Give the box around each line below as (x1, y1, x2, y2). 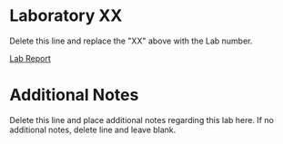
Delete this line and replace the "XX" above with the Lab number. (9, 35, 253, 46)
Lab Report (9, 53, 52, 63)
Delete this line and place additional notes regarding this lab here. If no (9, 114, 275, 125)
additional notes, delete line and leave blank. (9, 124, 177, 135)
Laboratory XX (9, 5, 123, 26)
